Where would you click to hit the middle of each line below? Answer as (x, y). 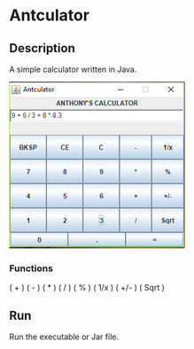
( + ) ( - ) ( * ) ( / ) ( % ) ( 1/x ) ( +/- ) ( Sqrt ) (87, 288)
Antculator (50, 16)
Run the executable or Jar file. (64, 337)
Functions (31, 268)
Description (42, 48)
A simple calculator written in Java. (73, 69)
